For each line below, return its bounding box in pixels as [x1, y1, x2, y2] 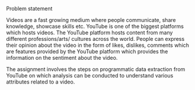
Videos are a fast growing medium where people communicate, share [6, 17, 176, 23]
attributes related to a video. [6, 78, 75, 85]
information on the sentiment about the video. [6, 54, 118, 61]
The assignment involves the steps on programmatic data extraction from [6, 66, 186, 73]
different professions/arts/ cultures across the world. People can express [6, 36, 185, 42]
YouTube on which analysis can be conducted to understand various [6, 72, 174, 79]
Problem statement [6, 5, 53, 12]
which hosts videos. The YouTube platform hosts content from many [6, 29, 173, 36]
